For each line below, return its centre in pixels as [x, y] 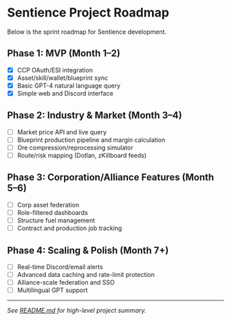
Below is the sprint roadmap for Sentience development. [87, 32]
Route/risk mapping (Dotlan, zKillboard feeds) [82, 155]
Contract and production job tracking [69, 228]
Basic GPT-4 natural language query [69, 85]
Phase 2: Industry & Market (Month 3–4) [95, 115]
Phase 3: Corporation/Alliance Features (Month [111, 177]
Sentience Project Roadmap [88, 13]
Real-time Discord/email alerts [60, 267]
